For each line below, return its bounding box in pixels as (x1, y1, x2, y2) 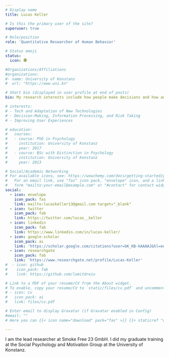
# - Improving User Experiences (5, 118, 73, 123)
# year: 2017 (5, 146, 42, 151)
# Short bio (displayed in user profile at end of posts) (5, 90, 129, 96)
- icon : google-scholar (10, 234, 59, 239)
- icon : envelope (10, 192, 46, 197)
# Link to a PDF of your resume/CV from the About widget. (5, 281, 132, 286)
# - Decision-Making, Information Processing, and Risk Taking (5, 113, 141, 118)
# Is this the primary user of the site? (5, 21, 94, 26)
